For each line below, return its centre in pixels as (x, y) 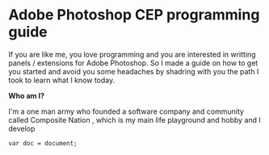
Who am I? (27, 95)
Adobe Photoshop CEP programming (134, 15)
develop (22, 128)
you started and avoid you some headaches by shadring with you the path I (134, 71)
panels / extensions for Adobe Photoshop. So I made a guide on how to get (133, 63)
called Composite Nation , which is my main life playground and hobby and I (134, 119)
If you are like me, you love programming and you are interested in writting (132, 54)
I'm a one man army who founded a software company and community (126, 111)
